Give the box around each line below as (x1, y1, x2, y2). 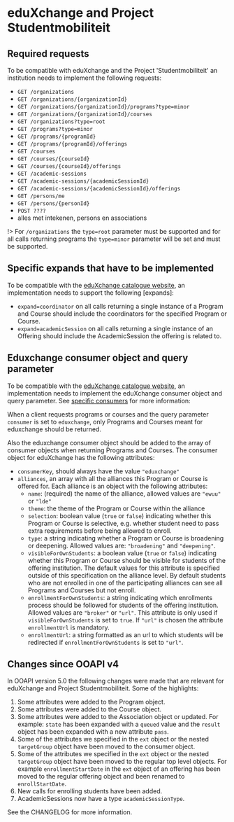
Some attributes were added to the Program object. (17, 698, 166, 706)
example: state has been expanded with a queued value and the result (17, 720, 221, 729)
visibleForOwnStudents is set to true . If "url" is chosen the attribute (27, 615, 224, 624)
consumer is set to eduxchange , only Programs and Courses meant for (7, 417, 203, 426)
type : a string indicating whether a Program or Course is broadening (27, 534, 224, 542)
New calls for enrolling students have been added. (17, 787, 163, 795)
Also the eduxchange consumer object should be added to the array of (7, 438, 212, 447)
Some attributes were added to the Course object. (17, 705, 162, 713)
